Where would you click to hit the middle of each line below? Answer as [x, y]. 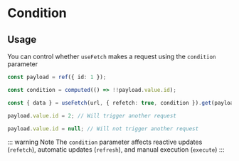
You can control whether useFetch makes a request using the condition [112, 56]
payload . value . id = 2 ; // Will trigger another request [92, 115]
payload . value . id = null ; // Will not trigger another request [103, 129]
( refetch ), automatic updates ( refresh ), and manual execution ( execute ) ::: [116, 150]
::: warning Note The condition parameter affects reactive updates [105, 142]
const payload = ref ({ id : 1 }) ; [57, 77]
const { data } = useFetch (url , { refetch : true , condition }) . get [110, 103]
